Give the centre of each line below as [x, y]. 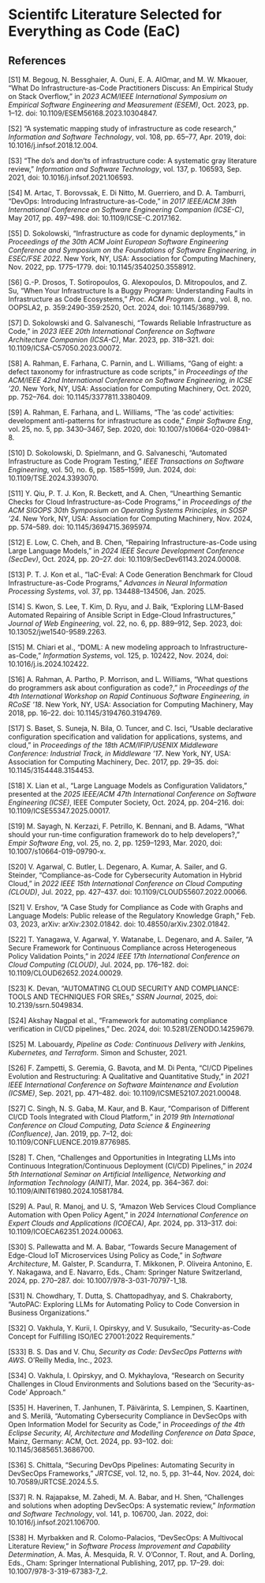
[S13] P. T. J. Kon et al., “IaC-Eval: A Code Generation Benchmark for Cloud [131, 574]
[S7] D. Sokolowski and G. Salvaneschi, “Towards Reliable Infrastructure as [130, 323]
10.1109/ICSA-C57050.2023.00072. [65, 348]
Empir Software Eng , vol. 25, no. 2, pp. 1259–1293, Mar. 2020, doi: [115, 843]
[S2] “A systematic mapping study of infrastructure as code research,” [122, 129]
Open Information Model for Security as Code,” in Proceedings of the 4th [127, 1424]
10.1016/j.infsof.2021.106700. [54, 1522]
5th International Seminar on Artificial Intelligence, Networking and [117, 1174]
